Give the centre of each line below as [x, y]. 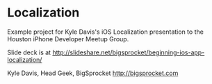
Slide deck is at [29, 52]
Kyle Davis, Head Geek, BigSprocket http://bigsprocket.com [93, 73]
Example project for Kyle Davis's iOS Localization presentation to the [105, 32]
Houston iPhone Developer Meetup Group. [68, 39]
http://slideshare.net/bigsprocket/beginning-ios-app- [128, 52]
